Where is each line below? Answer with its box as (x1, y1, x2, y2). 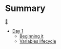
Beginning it (19, 33, 44, 39)
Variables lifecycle (19, 38, 57, 44)
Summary (5, 3, 45, 14)
